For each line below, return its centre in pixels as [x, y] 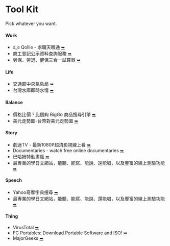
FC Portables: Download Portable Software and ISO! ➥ [70, 233]
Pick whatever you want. [31, 23]
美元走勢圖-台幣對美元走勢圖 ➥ [45, 120]
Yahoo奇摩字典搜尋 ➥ [35, 192]
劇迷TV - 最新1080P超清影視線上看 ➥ [52, 144]
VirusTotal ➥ [26, 228]
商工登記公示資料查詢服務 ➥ [42, 54]
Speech [14, 180]
